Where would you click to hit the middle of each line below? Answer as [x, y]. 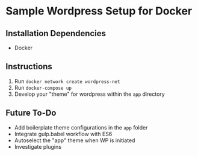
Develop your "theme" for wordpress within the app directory [89, 94]
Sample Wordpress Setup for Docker [99, 11]
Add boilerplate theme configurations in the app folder [81, 127]
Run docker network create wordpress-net [67, 81]
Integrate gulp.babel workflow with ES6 [63, 134]
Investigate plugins [38, 146]
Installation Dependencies [56, 33]
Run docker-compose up [43, 87]
